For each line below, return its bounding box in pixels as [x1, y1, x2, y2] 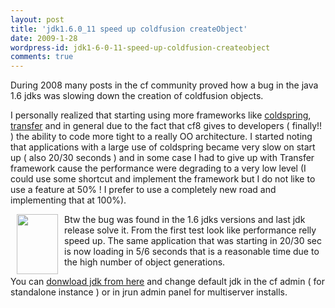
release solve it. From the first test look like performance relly [64, 224, 317, 236]
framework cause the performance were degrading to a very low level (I [10, 162, 307, 175]
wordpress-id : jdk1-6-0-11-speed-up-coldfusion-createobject [10, 42, 271, 53]
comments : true [10, 52, 74, 62]
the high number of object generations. [64, 256, 226, 268]
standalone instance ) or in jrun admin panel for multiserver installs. [10, 286, 288, 298]
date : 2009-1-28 [10, 33, 78, 43]
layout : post [10, 14, 65, 25]
